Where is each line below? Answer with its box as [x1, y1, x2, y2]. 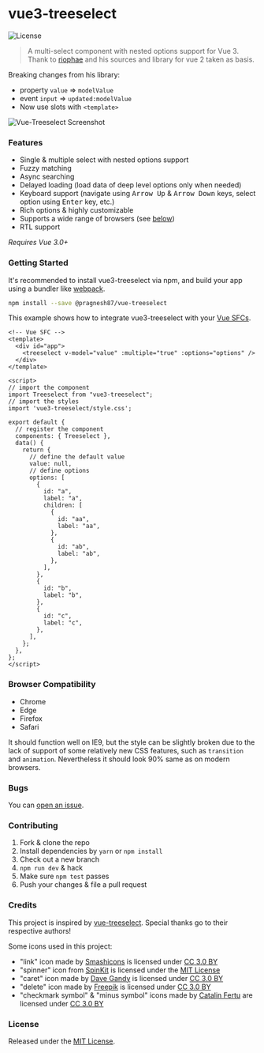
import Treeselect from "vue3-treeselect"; [8, 391, 154, 399]
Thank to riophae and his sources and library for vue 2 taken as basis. [27, 55, 255, 64]
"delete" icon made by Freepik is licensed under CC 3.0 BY [19, 982, 211, 991]
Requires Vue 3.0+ [8, 238, 69, 247]
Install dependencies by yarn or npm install [19, 847, 163, 856]
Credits [8, 900, 37, 911]
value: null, [28, 460, 73, 468]
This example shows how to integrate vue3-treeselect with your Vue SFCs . [8, 313, 251, 323]
